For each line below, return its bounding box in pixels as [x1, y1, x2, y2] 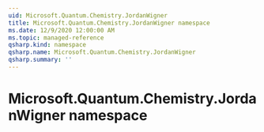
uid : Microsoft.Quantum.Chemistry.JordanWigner [8, 11, 168, 20]
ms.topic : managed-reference [8, 33, 104, 42]
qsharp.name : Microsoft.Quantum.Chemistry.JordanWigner [8, 48, 196, 56]
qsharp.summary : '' [8, 56, 73, 64]
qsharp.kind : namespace [8, 41, 87, 49]
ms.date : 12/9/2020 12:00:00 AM [8, 26, 115, 34]
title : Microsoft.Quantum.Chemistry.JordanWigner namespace [8, 19, 211, 27]
